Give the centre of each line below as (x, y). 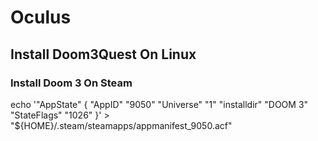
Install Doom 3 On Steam (71, 83)
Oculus (41, 17)
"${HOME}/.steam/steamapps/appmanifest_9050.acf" (121, 125)
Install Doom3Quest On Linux (103, 54)
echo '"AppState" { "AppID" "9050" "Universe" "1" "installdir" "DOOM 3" (159, 104)
